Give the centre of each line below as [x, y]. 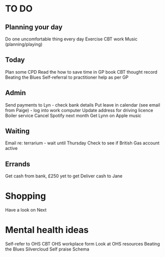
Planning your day [34, 27]
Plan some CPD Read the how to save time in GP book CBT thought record [81, 72]
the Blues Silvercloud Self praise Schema [47, 249]
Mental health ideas [47, 230]
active [11, 148]
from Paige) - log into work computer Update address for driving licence [79, 110]
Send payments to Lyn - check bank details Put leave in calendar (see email [83, 105]
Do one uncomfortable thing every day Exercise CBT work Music [71, 39]
